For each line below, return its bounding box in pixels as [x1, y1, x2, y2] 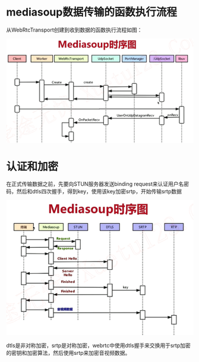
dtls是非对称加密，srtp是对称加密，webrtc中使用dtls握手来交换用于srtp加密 [6, 342, 191, 349]
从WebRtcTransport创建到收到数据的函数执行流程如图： [6, 26, 143, 33]
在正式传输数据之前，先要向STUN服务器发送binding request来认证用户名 [6, 180, 184, 188]
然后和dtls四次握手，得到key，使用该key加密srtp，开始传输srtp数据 [16, 188, 182, 195]
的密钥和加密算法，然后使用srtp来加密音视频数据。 [6, 349, 131, 357]
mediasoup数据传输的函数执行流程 [6, 5, 177, 19]
